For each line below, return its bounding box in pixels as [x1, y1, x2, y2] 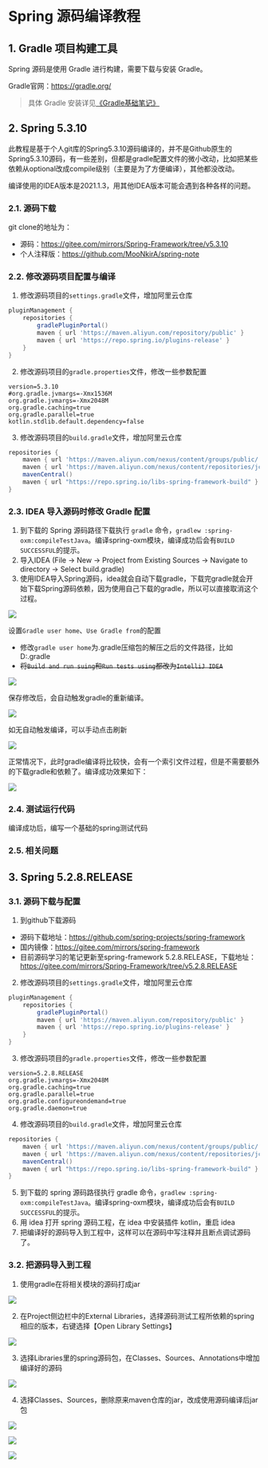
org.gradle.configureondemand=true [8, 1098, 127, 1106]
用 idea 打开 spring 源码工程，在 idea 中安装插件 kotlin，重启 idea [19, 1217, 235, 1227]
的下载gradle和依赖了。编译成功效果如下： [8, 767, 148, 776]
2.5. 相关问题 [8, 845, 58, 856]
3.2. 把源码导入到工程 [8, 1260, 92, 1271]
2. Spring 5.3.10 [8, 121, 88, 136]
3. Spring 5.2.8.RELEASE [8, 870, 133, 884]
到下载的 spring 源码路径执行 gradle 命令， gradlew [19, 1188, 186, 1198]
